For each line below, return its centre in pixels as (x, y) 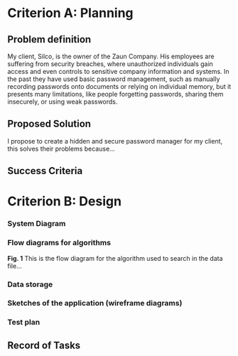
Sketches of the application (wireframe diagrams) (95, 303)
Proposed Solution (49, 124)
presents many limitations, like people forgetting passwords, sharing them (115, 94)
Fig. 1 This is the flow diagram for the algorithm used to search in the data (115, 258)
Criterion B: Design (65, 201)
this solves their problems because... (61, 149)
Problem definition (49, 39)
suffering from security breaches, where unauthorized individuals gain (110, 64)
